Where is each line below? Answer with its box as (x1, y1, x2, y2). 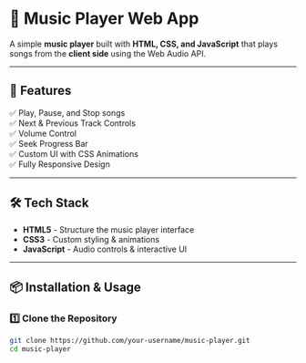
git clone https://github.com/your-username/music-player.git (9, 337, 250, 346)
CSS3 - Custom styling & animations (22, 233, 160, 244)
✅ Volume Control (9, 128, 77, 139)
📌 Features (9, 83, 72, 99)
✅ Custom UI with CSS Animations (9, 148, 139, 159)
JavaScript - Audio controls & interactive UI (22, 244, 188, 254)
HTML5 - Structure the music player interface (22, 223, 195, 235)
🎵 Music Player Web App (9, 8, 199, 29)
